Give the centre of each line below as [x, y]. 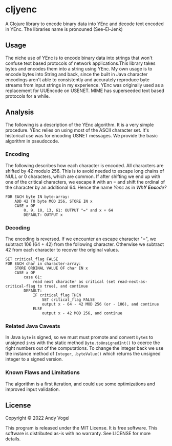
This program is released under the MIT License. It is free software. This [81, 427]
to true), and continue [63, 287]
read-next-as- [132, 282]
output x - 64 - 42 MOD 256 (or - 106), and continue [100, 305]
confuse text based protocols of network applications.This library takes [80, 63]
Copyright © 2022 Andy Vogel [37, 418]
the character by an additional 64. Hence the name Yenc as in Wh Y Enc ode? [86, 187]
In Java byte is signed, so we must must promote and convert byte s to [79, 337]
